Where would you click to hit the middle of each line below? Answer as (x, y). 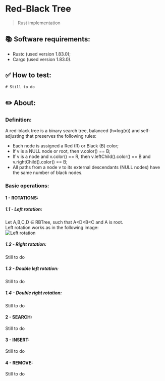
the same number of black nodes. (47, 173)
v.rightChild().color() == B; (40, 162)
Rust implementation (39, 23)
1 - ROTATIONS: (22, 198)
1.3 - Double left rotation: (32, 268)
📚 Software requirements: (48, 39)
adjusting (15, 136)
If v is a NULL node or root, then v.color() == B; (62, 151)
